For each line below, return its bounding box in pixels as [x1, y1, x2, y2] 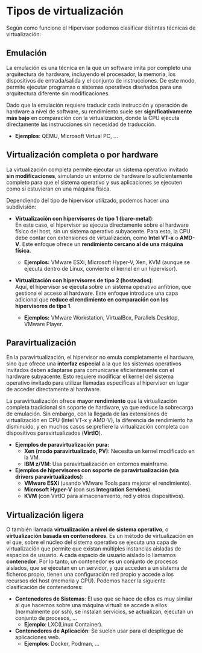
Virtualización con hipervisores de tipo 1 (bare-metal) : [14, 215, 154, 222]
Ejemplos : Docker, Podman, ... [24, 640, 99, 648]
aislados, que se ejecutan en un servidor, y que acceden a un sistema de [6, 564, 188, 572]
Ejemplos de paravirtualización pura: [14, 441, 110, 449]
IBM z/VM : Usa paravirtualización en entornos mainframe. [24, 460, 169, 468]
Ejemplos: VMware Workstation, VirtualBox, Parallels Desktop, [24, 314, 180, 321]
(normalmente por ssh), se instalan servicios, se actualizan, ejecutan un [14, 608, 194, 616]
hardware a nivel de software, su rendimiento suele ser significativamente [6, 107, 192, 115]
